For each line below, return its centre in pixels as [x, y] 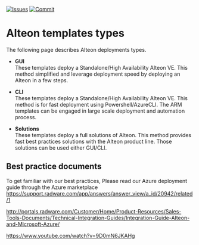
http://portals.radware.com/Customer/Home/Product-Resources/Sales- [94, 211]
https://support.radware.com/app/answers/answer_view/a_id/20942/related [99, 193]
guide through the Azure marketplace [52, 187]
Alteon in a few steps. [41, 80]
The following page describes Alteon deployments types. [76, 49]
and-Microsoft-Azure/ [33, 224]
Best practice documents [54, 167]
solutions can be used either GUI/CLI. [61, 148]
